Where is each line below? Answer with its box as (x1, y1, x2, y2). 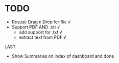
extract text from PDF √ (19, 34, 67, 40)
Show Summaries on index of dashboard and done (11, 53, 114, 59)
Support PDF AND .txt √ (11, 24, 60, 30)
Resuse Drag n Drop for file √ (11, 19, 71, 25)
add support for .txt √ (19, 29, 62, 35)
